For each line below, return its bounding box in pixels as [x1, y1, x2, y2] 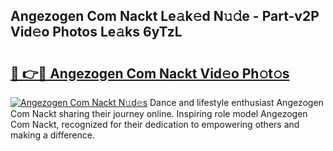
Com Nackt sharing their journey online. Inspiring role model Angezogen [10, 108, 308, 119]
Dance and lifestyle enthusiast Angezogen [149, 97, 324, 108]
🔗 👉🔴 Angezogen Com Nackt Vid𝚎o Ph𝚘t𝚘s [10, 65, 290, 82]
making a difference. [10, 129, 95, 141]
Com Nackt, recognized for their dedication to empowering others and [10, 119, 300, 130]
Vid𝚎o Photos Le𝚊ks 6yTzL [10, 24, 183, 41]
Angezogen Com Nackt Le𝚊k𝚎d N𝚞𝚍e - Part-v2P [10, 8, 320, 25]
